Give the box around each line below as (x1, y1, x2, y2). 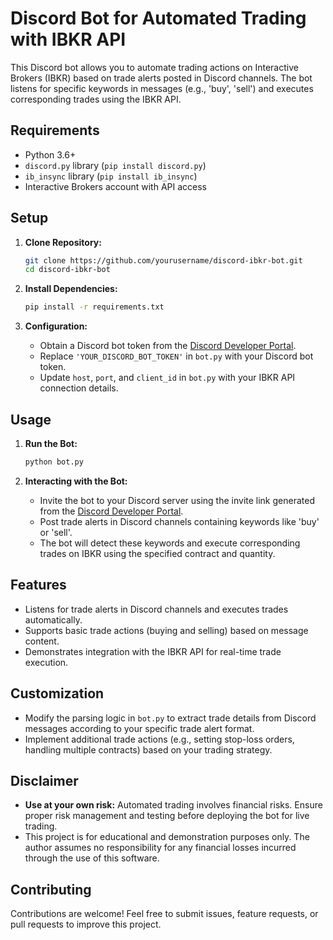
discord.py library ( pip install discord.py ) (24, 159, 207, 171)
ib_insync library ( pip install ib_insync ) (24, 170, 198, 182)
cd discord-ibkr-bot (24, 265, 111, 275)
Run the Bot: (24, 438, 78, 449)
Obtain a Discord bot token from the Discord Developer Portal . (39, 340, 297, 352)
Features (10, 577, 67, 594)
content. (24, 635, 60, 647)
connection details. (39, 382, 119, 394)
